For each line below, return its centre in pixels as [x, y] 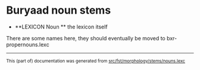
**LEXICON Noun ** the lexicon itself [61, 27]
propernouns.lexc [28, 44]
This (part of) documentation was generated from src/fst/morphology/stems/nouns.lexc [96, 61]
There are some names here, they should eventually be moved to [86, 38]
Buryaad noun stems [59, 10]
